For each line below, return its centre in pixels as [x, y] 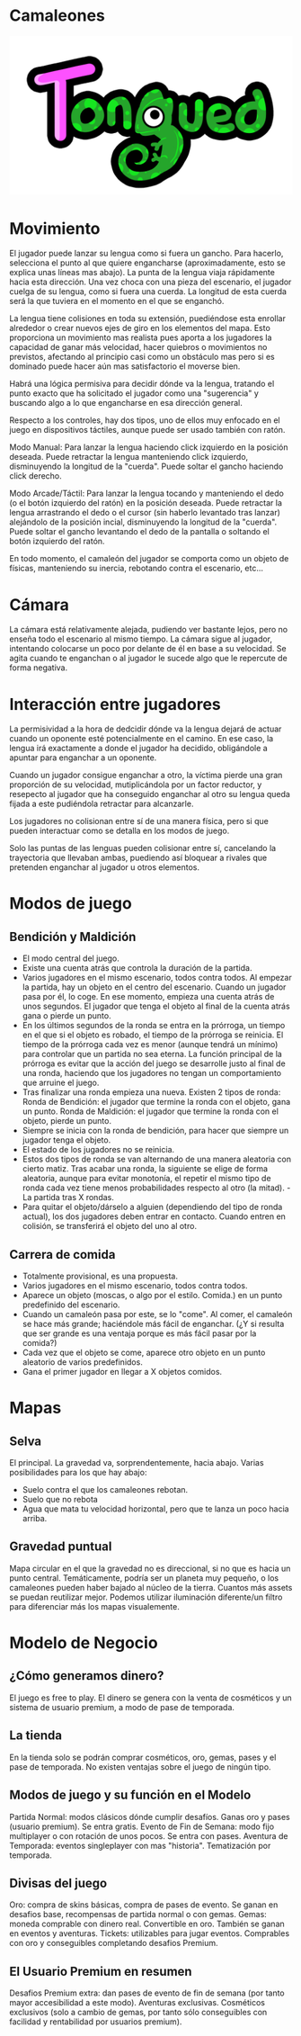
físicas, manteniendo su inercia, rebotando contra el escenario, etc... [136, 569]
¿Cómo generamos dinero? [87, 1676]
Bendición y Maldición [73, 937]
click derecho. [36, 476]
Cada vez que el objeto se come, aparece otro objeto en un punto [144, 1353]
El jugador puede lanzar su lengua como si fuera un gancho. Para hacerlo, [146, 254]
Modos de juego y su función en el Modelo [130, 1795]
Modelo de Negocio [84, 1643]
